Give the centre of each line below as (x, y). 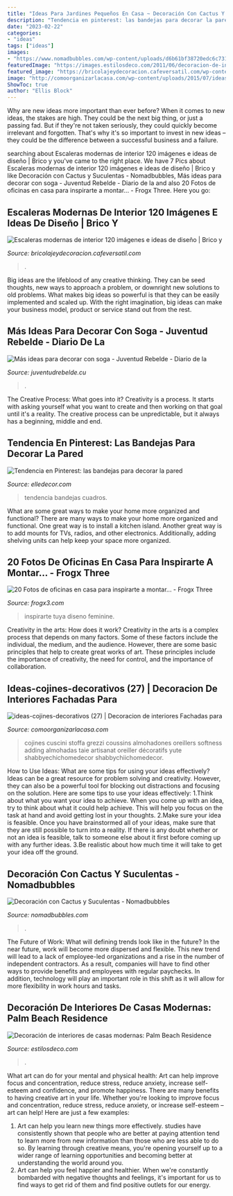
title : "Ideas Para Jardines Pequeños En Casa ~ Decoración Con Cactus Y (116, 14)
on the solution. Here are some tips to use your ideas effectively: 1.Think (110, 793)
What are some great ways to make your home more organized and (103, 511)
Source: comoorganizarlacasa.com (58, 729)
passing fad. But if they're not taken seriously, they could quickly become (112, 125)
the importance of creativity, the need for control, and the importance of (110, 659)
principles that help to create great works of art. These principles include (111, 652)
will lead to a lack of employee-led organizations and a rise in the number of (116, 956)
